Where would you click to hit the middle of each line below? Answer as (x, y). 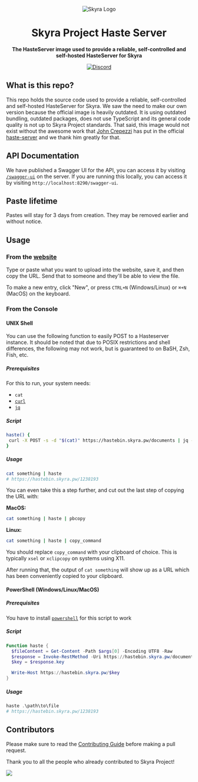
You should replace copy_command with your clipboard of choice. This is (92, 552)
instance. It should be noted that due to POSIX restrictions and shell (88, 343)
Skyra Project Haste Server (99, 33)
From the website (32, 257)
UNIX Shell (20, 323)
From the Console (32, 308)
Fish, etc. (17, 355)
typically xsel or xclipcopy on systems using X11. (66, 558)
